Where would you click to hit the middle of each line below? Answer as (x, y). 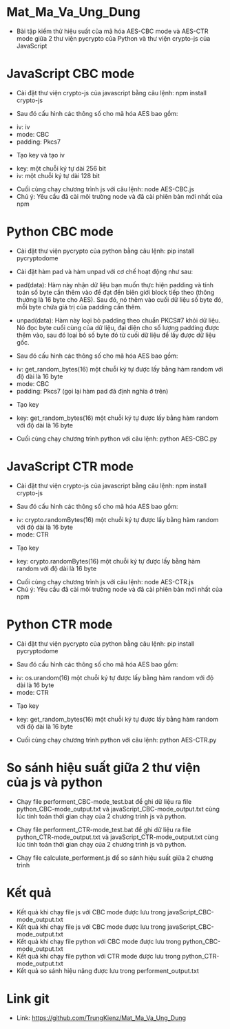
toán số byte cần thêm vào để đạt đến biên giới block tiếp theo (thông (115, 292)
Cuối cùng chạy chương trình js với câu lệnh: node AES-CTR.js (105, 581)
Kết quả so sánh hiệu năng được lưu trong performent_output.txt (107, 970)
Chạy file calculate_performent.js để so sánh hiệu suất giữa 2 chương (115, 858)
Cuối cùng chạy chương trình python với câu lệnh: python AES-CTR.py (116, 740)
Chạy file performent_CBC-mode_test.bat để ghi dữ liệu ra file (104, 801)
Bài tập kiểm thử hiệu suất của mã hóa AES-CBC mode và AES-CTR (112, 31)
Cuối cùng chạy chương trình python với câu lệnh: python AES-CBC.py (117, 439)
